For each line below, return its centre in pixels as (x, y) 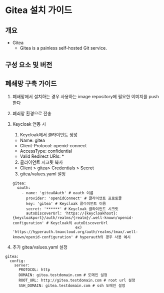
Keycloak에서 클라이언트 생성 (49, 135)
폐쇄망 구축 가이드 (31, 83)
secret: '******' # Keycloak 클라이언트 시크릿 (72, 209)
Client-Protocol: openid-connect (53, 146)
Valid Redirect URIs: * (42, 156)
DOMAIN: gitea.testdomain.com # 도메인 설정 (63, 275)
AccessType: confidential (46, 151)
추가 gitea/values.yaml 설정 (40, 247)
